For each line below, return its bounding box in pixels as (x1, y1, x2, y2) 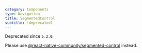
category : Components (5, 7, 49, 12)
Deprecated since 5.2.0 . (5, 33, 54, 39)
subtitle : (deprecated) (5, 20, 53, 25)
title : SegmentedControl (5, 16, 55, 21)
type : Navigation (5, 11, 40, 16)
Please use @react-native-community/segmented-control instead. (5, 42, 138, 48)
